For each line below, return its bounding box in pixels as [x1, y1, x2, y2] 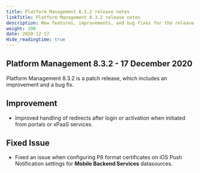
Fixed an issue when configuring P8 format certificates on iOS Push [14, 154, 183, 161]
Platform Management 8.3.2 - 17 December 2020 [6, 59, 193, 69]
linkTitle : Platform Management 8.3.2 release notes [6, 14, 141, 20]
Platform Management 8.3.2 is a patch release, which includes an [6, 74, 168, 81]
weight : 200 [6, 25, 36, 32]
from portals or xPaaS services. [14, 120, 93, 128]
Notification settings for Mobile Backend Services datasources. [14, 160, 173, 168]
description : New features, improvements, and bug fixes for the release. [6, 20, 197, 26]
